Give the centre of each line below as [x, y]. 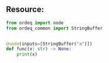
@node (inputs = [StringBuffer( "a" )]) [49, 44]
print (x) [27, 54]
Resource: [25, 10]
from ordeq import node [35, 23]
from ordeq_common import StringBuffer [54, 28]
